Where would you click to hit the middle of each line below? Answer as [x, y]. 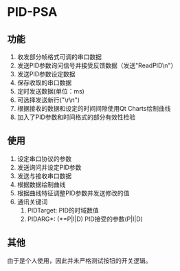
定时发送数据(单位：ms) [50, 91]
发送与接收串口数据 [44, 175]
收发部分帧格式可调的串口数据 [59, 57]
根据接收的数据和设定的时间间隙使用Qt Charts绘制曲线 [94, 108]
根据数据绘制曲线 [41, 184]
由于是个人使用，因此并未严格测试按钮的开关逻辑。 [79, 260]
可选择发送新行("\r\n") [48, 100]
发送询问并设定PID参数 [49, 167]
